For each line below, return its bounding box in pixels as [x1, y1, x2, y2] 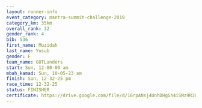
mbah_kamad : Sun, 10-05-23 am [6, 70, 82, 76]
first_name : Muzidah [6, 43, 58, 49]
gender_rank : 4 [6, 31, 44, 37]
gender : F [6, 53, 31, 59]
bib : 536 [6, 37, 28, 43]
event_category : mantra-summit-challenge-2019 [6, 14, 125, 20]
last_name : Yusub [6, 48, 50, 54]
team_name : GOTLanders [6, 59, 63, 65]
